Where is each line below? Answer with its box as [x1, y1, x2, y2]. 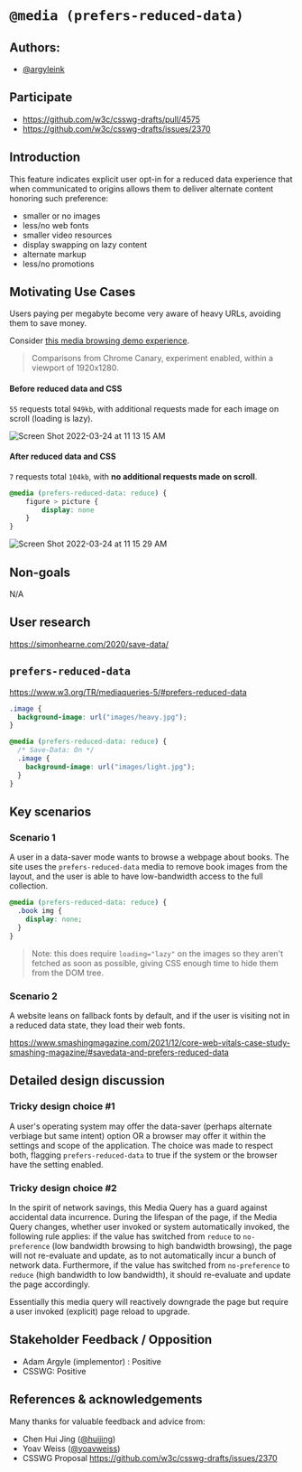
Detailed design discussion [9, 1073, 165, 1088]
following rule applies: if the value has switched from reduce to [9, 1231, 242, 1242]
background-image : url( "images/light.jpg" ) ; [25, 762, 196, 771]
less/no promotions [22, 258, 95, 269]
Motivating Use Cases [9, 284, 136, 300]
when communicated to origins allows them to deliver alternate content [9, 183, 274, 194]
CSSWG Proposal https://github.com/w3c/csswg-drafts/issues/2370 [22, 1452, 278, 1463]
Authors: [9, 40, 60, 55]
